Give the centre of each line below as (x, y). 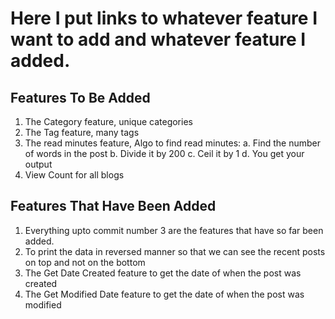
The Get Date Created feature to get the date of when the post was (163, 273)
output (38, 164)
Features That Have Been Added (113, 206)
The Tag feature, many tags (82, 132)
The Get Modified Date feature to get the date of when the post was (164, 294)
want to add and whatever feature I (158, 39)
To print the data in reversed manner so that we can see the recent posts (175, 251)
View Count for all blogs (74, 175)
